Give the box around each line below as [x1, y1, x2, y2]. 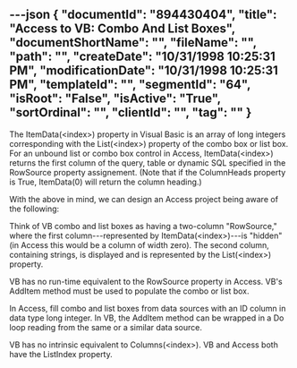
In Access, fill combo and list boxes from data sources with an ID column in [9, 303, 286, 313]
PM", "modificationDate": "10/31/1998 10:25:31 [9, 63, 279, 79]
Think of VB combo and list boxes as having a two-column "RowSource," [9, 220, 277, 231]
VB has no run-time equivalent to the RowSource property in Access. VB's [9, 276, 284, 287]
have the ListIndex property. [9, 348, 114, 359]
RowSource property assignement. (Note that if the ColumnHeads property [9, 167, 286, 177]
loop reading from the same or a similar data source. [9, 321, 203, 332]
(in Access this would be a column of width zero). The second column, [9, 239, 270, 250]
